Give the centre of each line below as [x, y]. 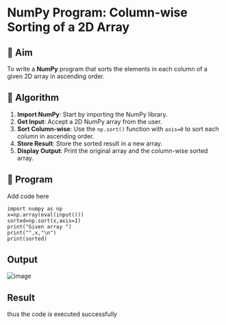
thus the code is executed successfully [62, 314]
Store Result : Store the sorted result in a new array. [90, 143]
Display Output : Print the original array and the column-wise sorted [112, 151]
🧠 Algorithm [33, 98]
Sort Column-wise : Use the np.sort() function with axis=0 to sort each [118, 129]
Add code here [28, 196]
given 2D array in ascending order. [56, 76]
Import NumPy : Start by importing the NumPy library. [92, 114]
